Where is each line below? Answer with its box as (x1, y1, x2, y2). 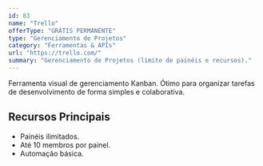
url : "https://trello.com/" (8, 49, 102, 57)
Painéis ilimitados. (19, 132, 80, 141)
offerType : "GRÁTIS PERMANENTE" (8, 26, 116, 34)
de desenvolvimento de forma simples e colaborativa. (8, 87, 185, 96)
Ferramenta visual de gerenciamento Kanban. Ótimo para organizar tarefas (8, 78, 255, 88)
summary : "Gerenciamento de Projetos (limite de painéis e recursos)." (8, 57, 252, 65)
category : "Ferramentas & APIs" (8, 42, 116, 50)
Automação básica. (19, 148, 84, 158)
